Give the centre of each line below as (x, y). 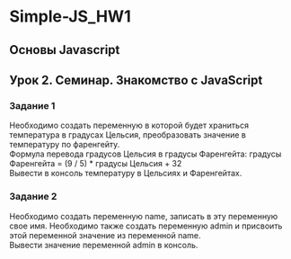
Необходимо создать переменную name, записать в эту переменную (144, 216)
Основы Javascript (65, 50)
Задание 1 (32, 105)
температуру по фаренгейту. (65, 145)
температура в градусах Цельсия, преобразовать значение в (128, 135)
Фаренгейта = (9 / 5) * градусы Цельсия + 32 (96, 164)
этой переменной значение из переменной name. (105, 235)
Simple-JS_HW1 (71, 17)
